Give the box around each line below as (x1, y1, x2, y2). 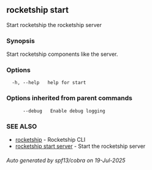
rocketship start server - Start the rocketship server (15, 142, 146, 150)
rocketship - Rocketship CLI (15, 136, 86, 143)
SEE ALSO (6, 122, 37, 131)
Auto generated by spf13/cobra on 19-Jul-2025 (6, 156, 126, 164)
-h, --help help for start (12, 80, 86, 86)
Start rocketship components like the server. (6, 50, 118, 58)
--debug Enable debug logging (22, 107, 105, 114)
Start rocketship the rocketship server (6, 21, 102, 28)
